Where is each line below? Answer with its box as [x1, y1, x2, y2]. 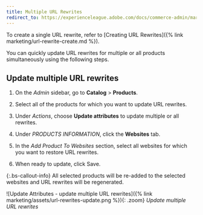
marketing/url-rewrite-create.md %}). [6, 37, 100, 45]
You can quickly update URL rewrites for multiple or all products [6, 49, 166, 56]
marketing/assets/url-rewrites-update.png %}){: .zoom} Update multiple [6, 197, 186, 204]
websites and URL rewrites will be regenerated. [6, 179, 124, 186]
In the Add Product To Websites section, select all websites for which [14, 143, 187, 150]
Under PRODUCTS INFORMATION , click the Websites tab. [14, 130, 161, 138]
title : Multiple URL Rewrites [6, 8, 83, 15]
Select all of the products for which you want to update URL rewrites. [14, 101, 187, 108]
